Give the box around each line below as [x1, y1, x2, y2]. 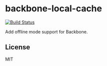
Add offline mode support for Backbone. [5, 29, 88, 34]
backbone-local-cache [5, 3, 102, 14]
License [5, 43, 30, 52]
